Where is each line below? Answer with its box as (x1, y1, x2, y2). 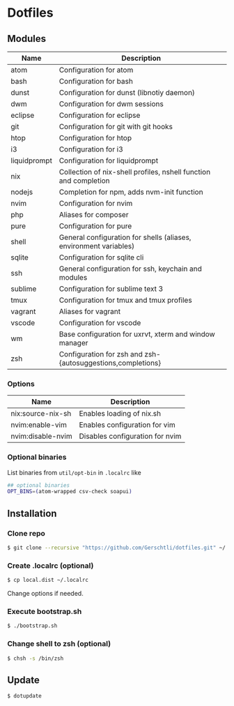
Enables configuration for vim (79, 420, 175, 430)
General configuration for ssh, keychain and (58, 264, 202, 273)
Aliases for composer (58, 210, 129, 219)
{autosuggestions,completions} (58, 358, 162, 368)
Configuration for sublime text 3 (58, 284, 164, 294)
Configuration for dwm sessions (58, 99, 164, 109)
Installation (7, 507, 57, 519)
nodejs (10, 187, 33, 197)
